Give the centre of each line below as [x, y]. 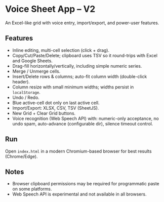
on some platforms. [32, 189]
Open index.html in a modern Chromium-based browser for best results [79, 151]
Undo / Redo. [26, 97]
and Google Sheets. [32, 61]
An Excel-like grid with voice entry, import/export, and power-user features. [82, 23]
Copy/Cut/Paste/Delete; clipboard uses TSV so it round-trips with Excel [85, 55]
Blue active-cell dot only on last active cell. [56, 103]
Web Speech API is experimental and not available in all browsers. [79, 194]
